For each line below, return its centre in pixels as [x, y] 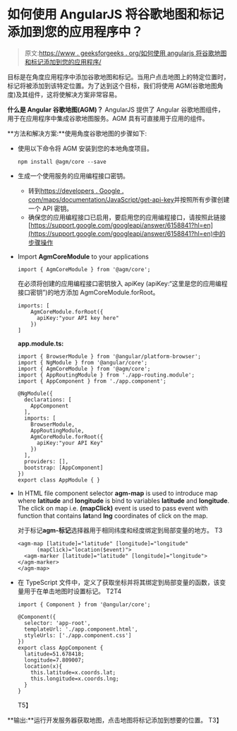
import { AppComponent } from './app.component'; [92, 381]
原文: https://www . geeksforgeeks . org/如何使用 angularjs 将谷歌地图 [126, 53]
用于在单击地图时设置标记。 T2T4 [73, 591]
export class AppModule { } [59, 480]
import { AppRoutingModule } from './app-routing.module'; [106, 375]
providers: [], [47, 461]
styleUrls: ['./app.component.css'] [78, 635]
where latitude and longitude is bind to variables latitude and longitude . [123, 500]
